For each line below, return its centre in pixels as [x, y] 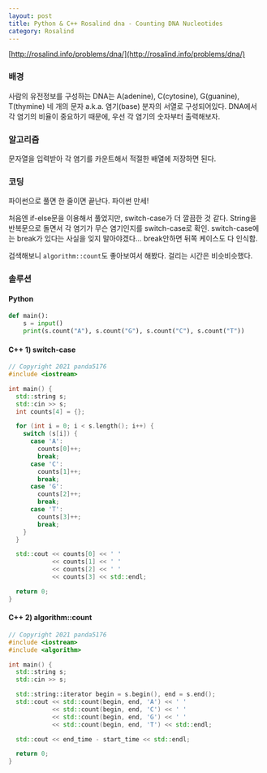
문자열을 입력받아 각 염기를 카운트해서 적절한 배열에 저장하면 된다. [112, 159]
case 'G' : [46, 487]
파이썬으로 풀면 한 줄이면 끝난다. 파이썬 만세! [79, 201]
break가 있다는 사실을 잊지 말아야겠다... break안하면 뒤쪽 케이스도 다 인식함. [137, 239]
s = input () [43, 324]
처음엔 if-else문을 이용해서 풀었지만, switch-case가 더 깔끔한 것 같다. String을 [133, 218]
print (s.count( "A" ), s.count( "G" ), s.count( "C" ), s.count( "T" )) [134, 331]
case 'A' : [46, 441]
